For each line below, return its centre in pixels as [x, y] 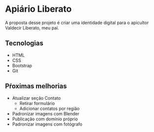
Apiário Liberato [38, 9]
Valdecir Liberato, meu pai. [32, 27]
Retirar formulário [37, 103]
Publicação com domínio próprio [45, 119]
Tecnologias [24, 43]
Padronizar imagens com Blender [46, 113]
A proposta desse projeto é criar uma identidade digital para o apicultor [77, 23]
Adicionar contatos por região [49, 108]
